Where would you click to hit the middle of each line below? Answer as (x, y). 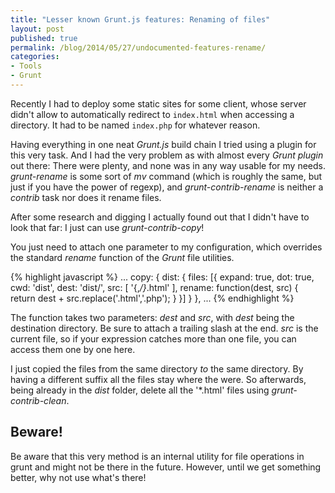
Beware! (36, 432)
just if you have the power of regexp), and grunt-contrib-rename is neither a (167, 187)
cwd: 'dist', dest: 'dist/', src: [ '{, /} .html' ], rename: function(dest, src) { (154, 287)
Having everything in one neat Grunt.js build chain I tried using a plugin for (163, 144)
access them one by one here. (73, 349)
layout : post (37, 29)
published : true (44, 38)
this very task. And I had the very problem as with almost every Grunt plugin (167, 155)
